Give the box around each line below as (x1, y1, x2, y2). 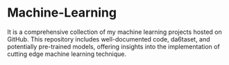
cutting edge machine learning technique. (7, 50, 127, 58)
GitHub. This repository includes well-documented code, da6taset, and (7, 35, 210, 43)
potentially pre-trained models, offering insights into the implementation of (7, 42, 220, 50)
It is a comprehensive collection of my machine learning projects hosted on (7, 28, 222, 36)
